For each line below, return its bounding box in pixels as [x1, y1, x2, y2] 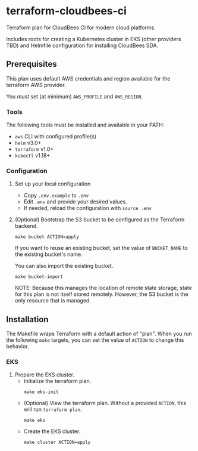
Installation [6, 314, 49, 325]
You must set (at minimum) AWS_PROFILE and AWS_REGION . [6, 92, 143, 100]
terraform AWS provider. [6, 81, 66, 88]
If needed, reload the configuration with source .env [23, 205, 152, 212]
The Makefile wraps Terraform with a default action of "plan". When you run [6, 330, 192, 338]
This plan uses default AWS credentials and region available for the [6, 75, 171, 82]
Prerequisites [6, 59, 57, 69]
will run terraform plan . [23, 406, 82, 413]
